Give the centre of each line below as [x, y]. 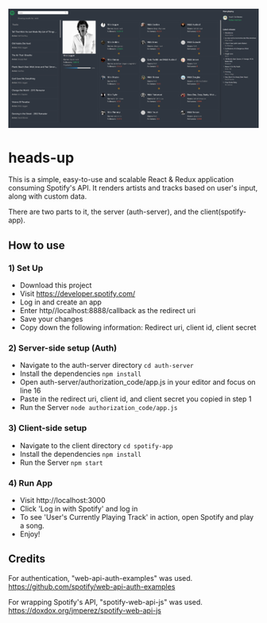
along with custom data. [48, 196]
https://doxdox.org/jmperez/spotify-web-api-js [85, 610]
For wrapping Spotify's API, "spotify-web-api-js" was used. [105, 602]
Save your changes [51, 319]
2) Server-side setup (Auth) [63, 348]
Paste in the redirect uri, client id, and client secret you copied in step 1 [135, 399]
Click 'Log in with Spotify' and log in [79, 509]
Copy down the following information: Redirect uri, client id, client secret [138, 327]
